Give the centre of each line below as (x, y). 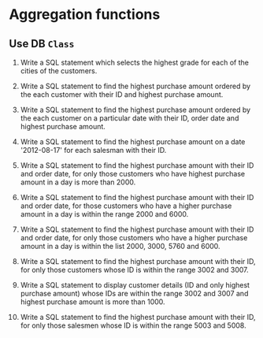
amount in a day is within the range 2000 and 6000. (104, 214)
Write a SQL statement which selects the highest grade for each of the (134, 62)
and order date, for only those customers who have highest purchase (133, 174)
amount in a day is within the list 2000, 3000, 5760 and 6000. (120, 246)
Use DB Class (42, 44)
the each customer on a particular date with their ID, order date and (130, 118)
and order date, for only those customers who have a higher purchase (134, 238)
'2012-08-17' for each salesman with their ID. (93, 150)
